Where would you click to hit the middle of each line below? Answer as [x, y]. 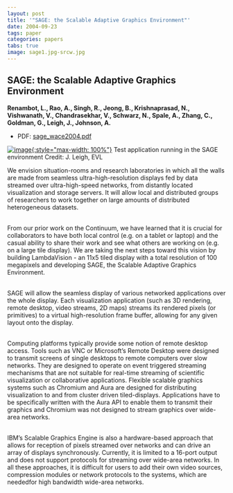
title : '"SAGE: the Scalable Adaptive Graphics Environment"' [99, 20]
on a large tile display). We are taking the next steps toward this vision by [112, 250]
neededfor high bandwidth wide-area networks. [76, 482]
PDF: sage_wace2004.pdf [54, 136]
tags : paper [24, 33]
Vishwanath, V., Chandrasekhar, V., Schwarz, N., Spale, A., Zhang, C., [110, 115]
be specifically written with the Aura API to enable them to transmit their [110, 402]
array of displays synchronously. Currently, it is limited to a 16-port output [112, 452]
